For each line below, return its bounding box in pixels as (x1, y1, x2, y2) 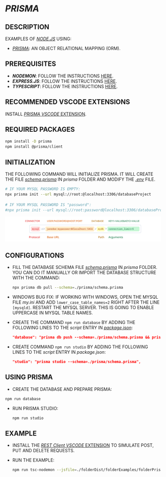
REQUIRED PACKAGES (5, 125, 75, 134)
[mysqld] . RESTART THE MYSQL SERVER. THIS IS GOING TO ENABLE (12, 305, 154, 311)
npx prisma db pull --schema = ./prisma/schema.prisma (12, 285, 124, 290)
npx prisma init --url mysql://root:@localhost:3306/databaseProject (5, 192, 152, 197)
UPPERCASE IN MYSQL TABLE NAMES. (12, 310, 93, 316)
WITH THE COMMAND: (12, 275, 60, 281)
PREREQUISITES (5, 60, 56, 68)
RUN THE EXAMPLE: (12, 457, 55, 463)
